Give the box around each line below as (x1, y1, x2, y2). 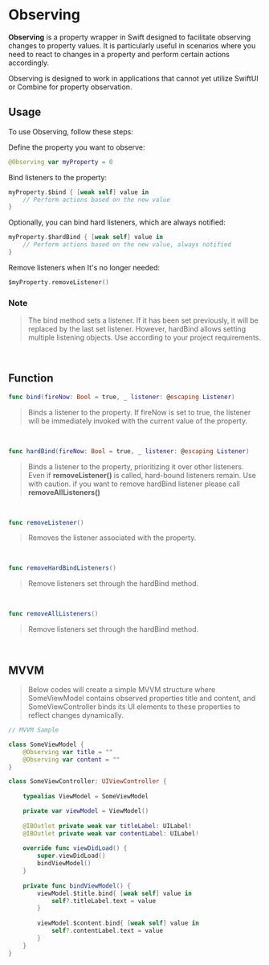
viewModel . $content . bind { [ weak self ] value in (37, 919, 199, 927)
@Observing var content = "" (22, 755, 120, 764)
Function (8, 372, 54, 386)
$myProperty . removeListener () (8, 278, 110, 287)
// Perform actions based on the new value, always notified (22, 241, 231, 249)
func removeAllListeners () (8, 610, 99, 618)
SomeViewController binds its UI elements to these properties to (27, 702, 241, 711)
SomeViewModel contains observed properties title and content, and (27, 694, 256, 703)
